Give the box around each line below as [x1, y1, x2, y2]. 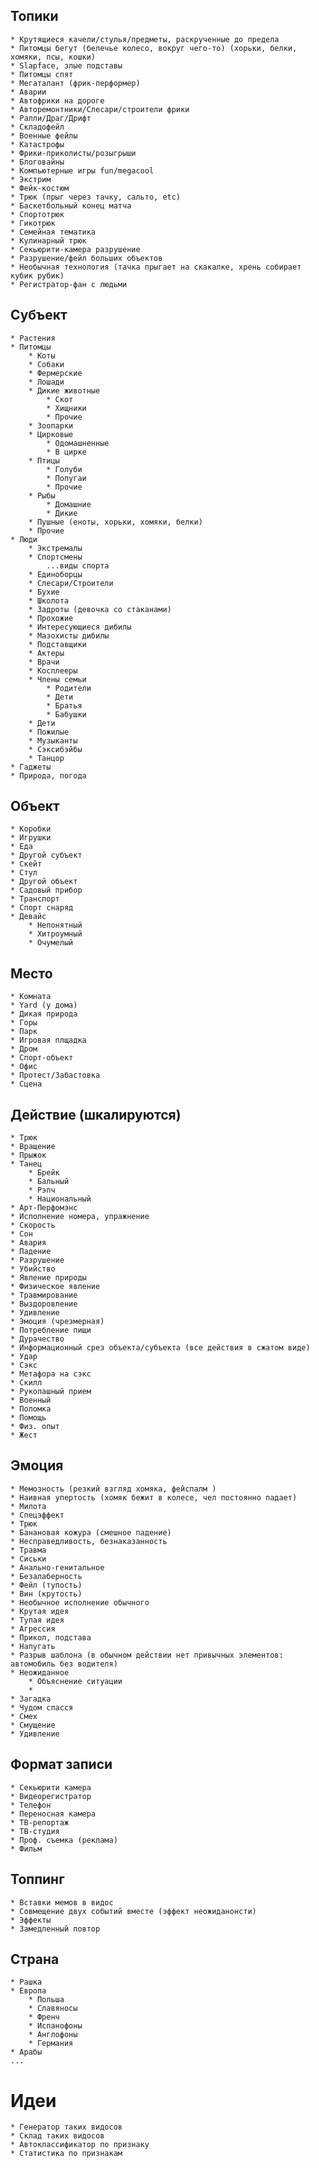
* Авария [10, 1238, 47, 1248]
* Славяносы [28, 2004, 78, 2014]
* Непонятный [28, 920, 83, 931]
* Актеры [28, 648, 65, 658]
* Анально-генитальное [10, 1562, 105, 1573]
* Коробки [10, 824, 52, 834]
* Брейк [28, 1168, 60, 1178]
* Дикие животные [28, 385, 101, 396]
